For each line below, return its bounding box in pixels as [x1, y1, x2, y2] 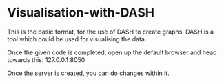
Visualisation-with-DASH [7, 5, 155, 21]
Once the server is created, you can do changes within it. [7, 69, 170, 77]
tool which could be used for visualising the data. [7, 34, 147, 43]
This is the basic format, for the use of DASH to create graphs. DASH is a [7, 28, 214, 36]
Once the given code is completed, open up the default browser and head [7, 48, 217, 56]
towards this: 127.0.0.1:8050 [7, 55, 85, 63]
